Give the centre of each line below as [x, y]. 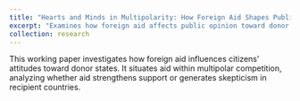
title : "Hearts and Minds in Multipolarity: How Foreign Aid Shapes [139, 17]
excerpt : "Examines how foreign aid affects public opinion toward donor [150, 26]
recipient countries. [45, 87]
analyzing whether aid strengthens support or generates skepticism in [138, 78]
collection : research [50, 34]
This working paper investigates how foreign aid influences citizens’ [134, 59]
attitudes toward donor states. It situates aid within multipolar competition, [146, 68]
